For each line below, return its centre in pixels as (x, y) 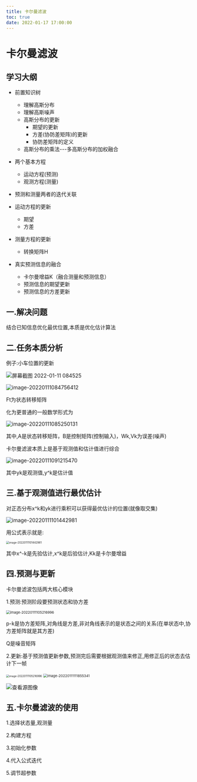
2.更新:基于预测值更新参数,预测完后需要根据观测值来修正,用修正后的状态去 (96, 656)
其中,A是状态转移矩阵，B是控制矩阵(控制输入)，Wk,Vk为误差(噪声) (86, 436)
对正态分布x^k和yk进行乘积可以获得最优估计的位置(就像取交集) (82, 508)
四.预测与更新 (31, 574)
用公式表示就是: (25, 532)
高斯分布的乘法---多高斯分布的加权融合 (71, 149)
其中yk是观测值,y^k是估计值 (40, 472)
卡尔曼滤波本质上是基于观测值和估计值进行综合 (63, 449)
